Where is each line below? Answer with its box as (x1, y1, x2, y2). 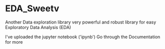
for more (5, 39, 23, 45)
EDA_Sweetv (5, 3, 60, 14)
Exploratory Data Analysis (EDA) (5, 24, 71, 30)
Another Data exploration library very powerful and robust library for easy (5, 19, 157, 25)
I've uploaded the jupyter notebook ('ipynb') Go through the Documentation (5, 34, 161, 40)
